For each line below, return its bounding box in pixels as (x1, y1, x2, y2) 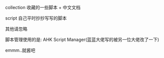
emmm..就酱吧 (5, 47, 36, 53)
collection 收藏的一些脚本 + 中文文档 (5, 5, 81, 10)
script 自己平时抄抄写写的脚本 (5, 15, 67, 21)
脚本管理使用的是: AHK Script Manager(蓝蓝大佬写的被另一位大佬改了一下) (5, 37, 159, 42)
